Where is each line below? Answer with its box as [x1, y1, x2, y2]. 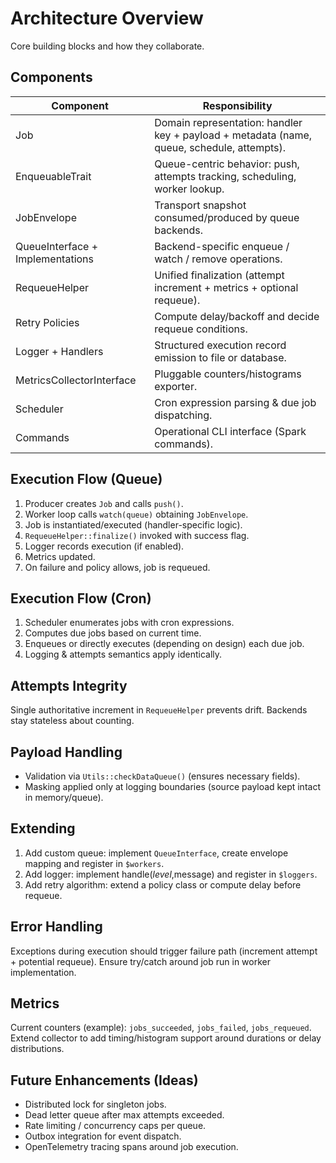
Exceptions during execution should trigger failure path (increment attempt [10, 945, 318, 957]
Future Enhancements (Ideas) [10, 1072, 199, 1089]
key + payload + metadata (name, [154, 128, 313, 142]
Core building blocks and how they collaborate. [10, 40, 205, 52]
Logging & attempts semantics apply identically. [24, 648, 223, 661]
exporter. [154, 379, 198, 393]
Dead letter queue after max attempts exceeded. [24, 1109, 225, 1121]
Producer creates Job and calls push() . [24, 497, 184, 509]
